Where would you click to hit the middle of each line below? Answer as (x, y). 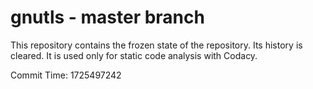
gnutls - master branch (107, 17)
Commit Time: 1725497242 (66, 75)
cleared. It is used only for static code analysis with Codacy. (134, 55)
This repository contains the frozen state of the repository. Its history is (156, 45)
